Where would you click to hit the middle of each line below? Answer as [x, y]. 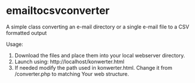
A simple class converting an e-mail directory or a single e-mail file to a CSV [98, 27]
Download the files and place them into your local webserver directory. [100, 55]
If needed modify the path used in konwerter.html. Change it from [93, 67]
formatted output [27, 33]
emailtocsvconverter [58, 11]
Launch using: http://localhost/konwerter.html [69, 62]
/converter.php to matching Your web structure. [72, 74]
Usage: [15, 44]
